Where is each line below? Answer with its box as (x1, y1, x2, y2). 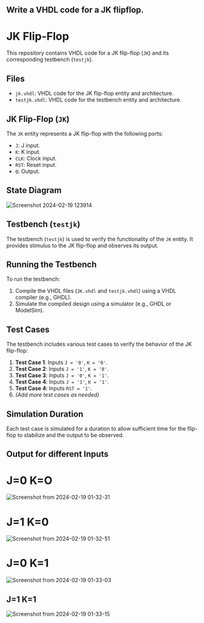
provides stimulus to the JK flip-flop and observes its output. (6, 242, 159, 249)
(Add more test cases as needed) (15, 391, 99, 398)
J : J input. (15, 141, 40, 149)
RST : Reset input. (15, 161, 57, 168)
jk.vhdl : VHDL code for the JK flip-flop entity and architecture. (15, 90, 174, 97)
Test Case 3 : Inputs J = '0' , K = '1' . (15, 371, 109, 379)
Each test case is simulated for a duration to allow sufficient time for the (6, 425, 186, 432)
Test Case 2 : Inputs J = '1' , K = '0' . (15, 365, 109, 373)
